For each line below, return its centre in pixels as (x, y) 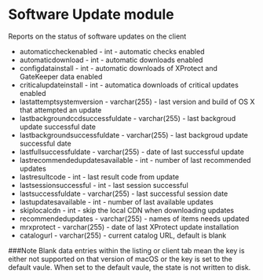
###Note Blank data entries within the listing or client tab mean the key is (126, 250)
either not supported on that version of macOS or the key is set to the (121, 259)
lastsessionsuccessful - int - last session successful (104, 185)
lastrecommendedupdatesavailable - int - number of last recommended (135, 160)
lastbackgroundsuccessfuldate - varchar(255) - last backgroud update (134, 134)
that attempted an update (60, 110)
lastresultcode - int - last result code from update (99, 177)
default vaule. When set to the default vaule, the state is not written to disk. (130, 267)
